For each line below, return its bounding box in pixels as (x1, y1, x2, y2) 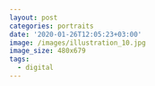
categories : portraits (9, 21, 94, 30)
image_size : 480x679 (9, 47, 87, 56)
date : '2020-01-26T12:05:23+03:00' (9, 30, 142, 39)
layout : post (9, 13, 58, 22)
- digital (17, 64, 54, 73)
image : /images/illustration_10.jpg (9, 38, 146, 47)
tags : (9, 55, 30, 64)
